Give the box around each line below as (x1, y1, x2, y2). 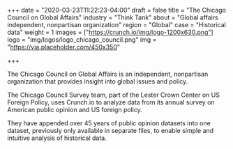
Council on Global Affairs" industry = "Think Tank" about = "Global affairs (7, 13, 218, 22)
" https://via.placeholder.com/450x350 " (7, 43, 121, 51)
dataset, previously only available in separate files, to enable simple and (7, 127, 214, 134)
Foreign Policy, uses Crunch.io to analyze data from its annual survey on (7, 98, 215, 107)
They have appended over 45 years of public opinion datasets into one (7, 119, 211, 127)
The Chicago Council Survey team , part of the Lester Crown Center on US (7, 91, 220, 99)
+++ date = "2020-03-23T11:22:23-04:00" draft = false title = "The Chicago (7, 6, 227, 14)
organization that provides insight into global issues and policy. (7, 77, 188, 86)
